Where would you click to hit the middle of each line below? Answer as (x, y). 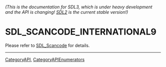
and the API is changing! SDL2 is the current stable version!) (67, 12)
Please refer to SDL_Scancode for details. (47, 45)
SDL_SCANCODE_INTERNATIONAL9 (81, 32)
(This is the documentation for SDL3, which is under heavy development (79, 7)
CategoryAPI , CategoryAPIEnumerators (45, 59)
